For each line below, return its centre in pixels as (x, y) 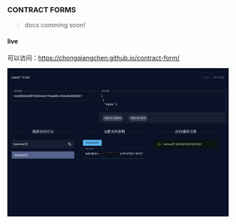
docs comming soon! (55, 25)
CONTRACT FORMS (42, 10)
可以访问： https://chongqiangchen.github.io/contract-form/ (94, 58)
